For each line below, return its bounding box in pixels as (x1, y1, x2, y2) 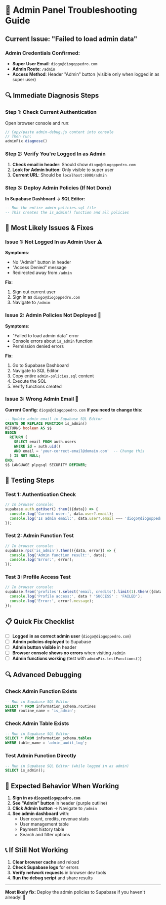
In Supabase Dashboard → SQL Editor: (5, 195, 85, 202)
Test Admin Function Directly (5, 752, 77, 759)
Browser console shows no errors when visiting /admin (12, 650, 126, 656)
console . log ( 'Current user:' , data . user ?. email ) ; (9, 511, 114, 516)
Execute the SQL (12, 378, 47, 384)
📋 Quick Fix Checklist (5, 618, 75, 626)
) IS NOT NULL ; (9, 453, 41, 458)
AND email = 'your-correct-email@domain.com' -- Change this (14, 449, 145, 453)
